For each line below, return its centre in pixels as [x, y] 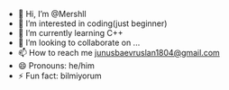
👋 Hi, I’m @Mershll [52, 14]
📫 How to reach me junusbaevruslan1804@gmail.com [119, 53]
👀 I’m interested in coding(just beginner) [92, 23]
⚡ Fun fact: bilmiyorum [60, 76]
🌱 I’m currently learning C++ [70, 33]
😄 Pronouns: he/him [56, 66]
